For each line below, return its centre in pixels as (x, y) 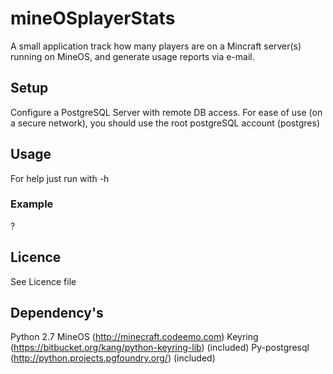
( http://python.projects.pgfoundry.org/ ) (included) (113, 358)
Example (32, 204)
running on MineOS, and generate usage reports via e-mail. (132, 56)
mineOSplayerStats (93, 18)
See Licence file (43, 281)
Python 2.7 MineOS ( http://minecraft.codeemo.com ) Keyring (134, 337)
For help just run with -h (60, 178)
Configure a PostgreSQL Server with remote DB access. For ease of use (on (166, 112)
